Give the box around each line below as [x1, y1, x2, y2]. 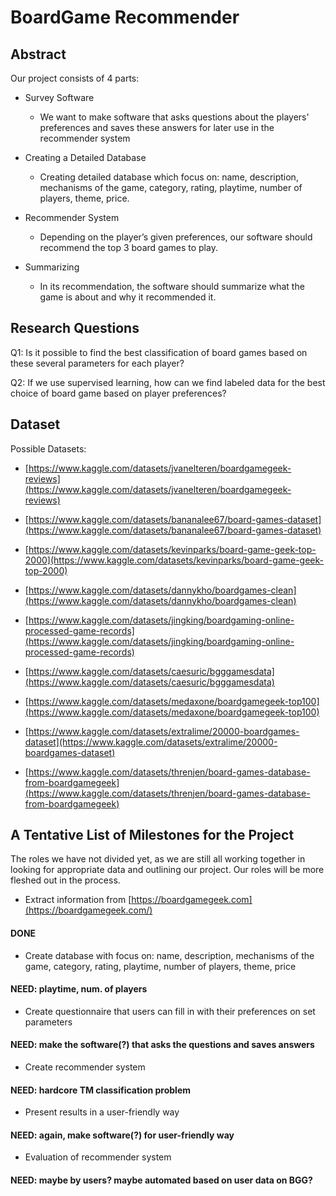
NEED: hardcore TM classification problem [10, 1084, 192, 1096]
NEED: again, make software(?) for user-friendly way [10, 1129, 235, 1141]
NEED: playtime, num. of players [10, 983, 148, 995]
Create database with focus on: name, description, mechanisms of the [24, 949, 315, 961]
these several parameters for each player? [10, 357, 185, 369]
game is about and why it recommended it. [39, 291, 217, 303]
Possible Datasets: [10, 442, 87, 455]
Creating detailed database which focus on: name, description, [39, 171, 299, 183]
